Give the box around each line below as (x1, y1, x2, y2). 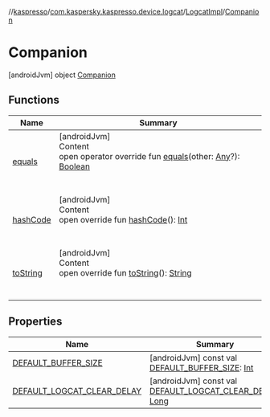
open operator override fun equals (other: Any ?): (59, 150, 240, 161)
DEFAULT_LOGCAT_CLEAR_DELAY (12, 385, 142, 396)
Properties (8, 315, 63, 329)
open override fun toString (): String (59, 267, 192, 278)
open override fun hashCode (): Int (59, 214, 188, 225)
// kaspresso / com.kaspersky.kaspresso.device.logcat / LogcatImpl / (8, 7, 226, 16)
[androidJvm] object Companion (8, 70, 117, 80)
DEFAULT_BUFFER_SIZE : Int (149, 362, 254, 373)
